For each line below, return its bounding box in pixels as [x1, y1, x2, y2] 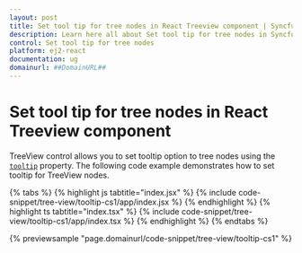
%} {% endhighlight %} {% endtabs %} [122, 215, 269, 226]
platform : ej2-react [9, 47, 87, 56]
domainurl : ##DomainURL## [9, 64, 106, 73]
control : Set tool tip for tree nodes [9, 38, 155, 48]
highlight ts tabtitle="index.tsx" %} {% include [9, 205, 180, 216]
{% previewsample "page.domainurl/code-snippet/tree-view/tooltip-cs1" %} [9, 232, 292, 243]
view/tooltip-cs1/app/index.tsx [9, 215, 121, 226]
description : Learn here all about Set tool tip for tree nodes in [9, 30, 268, 39]
